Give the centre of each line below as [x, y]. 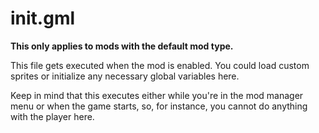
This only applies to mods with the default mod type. [122, 46]
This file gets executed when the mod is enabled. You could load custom [160, 65]
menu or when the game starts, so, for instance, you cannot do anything [159, 106]
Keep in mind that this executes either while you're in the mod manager [157, 95]
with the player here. [52, 116]
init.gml [43, 18]
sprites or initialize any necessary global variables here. [125, 76]
